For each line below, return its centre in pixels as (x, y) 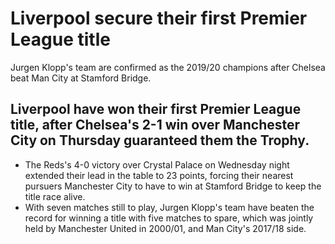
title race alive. (55, 196)
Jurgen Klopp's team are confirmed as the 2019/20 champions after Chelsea (168, 67)
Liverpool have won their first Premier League (156, 109)
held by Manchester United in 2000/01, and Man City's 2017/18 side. (165, 228)
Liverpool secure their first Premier (159, 18)
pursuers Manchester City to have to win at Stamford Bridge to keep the (173, 186)
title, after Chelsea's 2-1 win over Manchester (155, 125)
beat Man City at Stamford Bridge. (81, 78)
